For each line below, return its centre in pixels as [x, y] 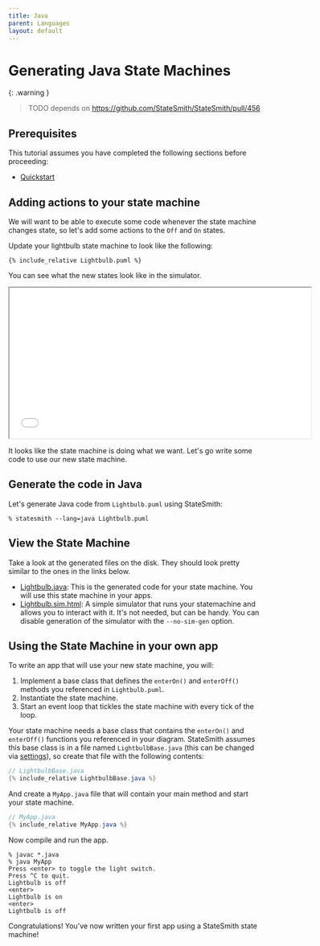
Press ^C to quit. [39, 876]
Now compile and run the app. [58, 840]
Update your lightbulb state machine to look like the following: [111, 245]
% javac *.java [34, 854]
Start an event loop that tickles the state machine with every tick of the [137, 706]
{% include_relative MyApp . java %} [68, 825]
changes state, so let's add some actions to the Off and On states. [117, 230]
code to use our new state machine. [68, 459]
